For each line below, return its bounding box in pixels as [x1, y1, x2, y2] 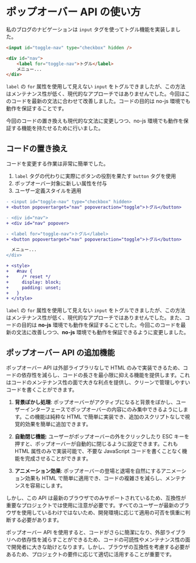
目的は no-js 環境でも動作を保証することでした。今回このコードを [21, 321, 181, 328]
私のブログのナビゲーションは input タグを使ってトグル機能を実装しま [6, 26, 176, 33]
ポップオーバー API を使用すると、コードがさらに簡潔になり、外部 [6, 529, 166, 536]
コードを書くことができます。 [6, 386, 78, 393]
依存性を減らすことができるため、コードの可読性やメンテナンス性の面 [21, 536, 191, 543]
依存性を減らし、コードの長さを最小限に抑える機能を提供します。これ [21, 372, 190, 379]
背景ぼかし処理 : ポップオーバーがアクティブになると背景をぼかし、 [14, 399, 177, 406]
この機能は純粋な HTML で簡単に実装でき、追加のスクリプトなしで [24, 413, 185, 420]
